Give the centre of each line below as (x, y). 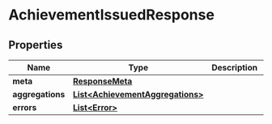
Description (234, 68)
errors (25, 107)
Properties (36, 45)
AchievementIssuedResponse (111, 15)
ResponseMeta (102, 81)
